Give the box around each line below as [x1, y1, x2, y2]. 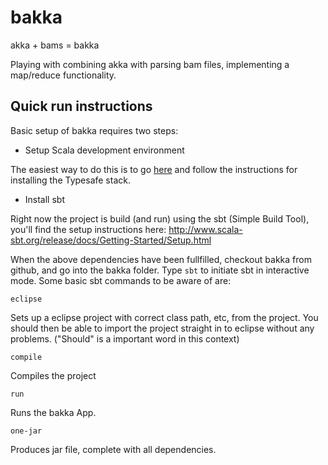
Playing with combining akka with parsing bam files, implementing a [10, 58, 290, 70]
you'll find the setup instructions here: [10, 223, 167, 235]
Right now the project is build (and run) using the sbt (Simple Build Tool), [10, 212, 310, 225]
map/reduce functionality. [10, 69, 117, 81]
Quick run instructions [10, 98, 153, 115]
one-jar [10, 426, 43, 436]
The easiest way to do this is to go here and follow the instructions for [10, 163, 298, 175]
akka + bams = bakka [10, 39, 100, 51]
